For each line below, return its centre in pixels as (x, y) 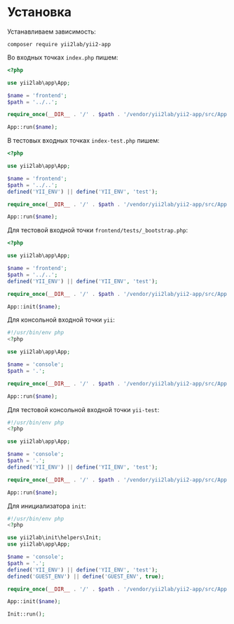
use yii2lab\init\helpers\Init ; (54, 538)
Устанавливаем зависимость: (52, 31)
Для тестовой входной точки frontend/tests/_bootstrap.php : (98, 230)
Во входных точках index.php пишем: (63, 57)
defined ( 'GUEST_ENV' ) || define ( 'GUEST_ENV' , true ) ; (86, 576)
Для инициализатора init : (47, 506)
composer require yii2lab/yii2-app (59, 44)
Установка (40, 12)
